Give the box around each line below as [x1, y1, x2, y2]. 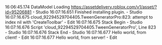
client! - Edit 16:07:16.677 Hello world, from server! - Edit [5, 34, 118, 40]
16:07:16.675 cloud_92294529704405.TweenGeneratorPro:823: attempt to [5, 14, 153, 20]
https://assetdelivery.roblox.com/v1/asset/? [71, 4, 157, 10]
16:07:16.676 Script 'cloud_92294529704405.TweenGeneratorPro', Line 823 [5, 24, 156, 30]
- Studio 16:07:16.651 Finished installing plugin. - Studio [32, 9, 143, 15]
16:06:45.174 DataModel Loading [5, 4, 70, 10]
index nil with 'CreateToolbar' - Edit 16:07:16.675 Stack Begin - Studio [5, 19, 143, 25]
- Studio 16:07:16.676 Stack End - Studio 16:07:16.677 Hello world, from [5, 30, 147, 35]
